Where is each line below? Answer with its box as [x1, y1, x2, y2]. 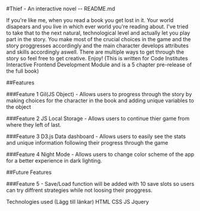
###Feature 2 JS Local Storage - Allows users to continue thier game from [6, 115, 190, 122]
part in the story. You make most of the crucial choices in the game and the [6, 36, 191, 42]
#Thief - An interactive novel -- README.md [6, 5, 115, 12]
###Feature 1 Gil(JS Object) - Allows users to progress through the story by [6, 91, 192, 97]
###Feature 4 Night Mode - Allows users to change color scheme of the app [6, 151, 195, 158]
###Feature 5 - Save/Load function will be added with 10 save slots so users [6, 181, 195, 187]
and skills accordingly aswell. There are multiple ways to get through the [6, 48, 184, 56]
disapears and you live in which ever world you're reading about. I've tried [6, 23, 189, 30]
